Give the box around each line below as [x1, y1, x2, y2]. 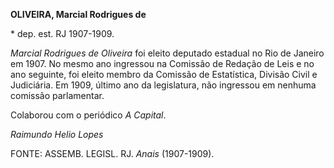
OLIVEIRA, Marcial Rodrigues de [10, 9, 147, 20]
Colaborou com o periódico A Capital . [10, 109, 167, 121]
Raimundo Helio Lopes [10, 129, 104, 140]
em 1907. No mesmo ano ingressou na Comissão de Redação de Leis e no [10, 58, 315, 69]
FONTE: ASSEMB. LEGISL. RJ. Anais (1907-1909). [10, 148, 215, 159]
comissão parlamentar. [10, 90, 105, 101]
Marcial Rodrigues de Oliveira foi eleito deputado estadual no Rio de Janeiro [10, 47, 325, 59]
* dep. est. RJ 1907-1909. [10, 28, 115, 39]
